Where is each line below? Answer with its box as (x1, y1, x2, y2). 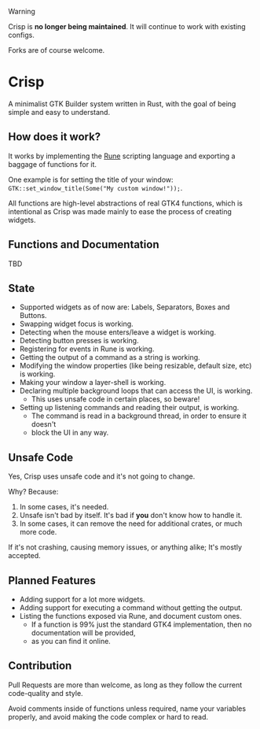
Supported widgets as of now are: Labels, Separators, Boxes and (19, 302, 230, 312)
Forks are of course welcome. (8, 46, 105, 54)
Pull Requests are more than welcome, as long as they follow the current (8, 680, 243, 690)
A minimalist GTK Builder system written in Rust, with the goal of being (8, 98, 236, 109)
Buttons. (19, 311, 47, 320)
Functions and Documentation (8, 238, 159, 251)
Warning (8, 7, 35, 16)
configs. (8, 31, 35, 39)
